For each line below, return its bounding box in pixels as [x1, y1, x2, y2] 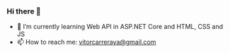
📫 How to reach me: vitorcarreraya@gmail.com [16, 38, 156, 47]
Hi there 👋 [6, 6, 42, 16]
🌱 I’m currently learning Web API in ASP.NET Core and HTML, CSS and [16, 23, 224, 31]
